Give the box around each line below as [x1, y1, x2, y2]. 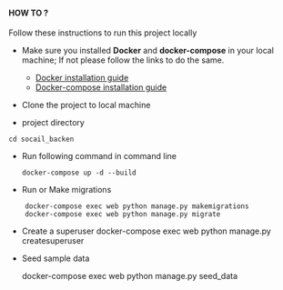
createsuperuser [21, 235, 85, 246]
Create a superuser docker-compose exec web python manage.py [21, 225, 272, 236]
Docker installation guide [35, 73, 129, 84]
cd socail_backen [8, 135, 75, 145]
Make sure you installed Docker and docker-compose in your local [21, 45, 275, 56]
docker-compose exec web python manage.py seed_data [21, 271, 238, 282]
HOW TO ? [8, 7, 49, 18]
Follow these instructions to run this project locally [8, 27, 197, 38]
